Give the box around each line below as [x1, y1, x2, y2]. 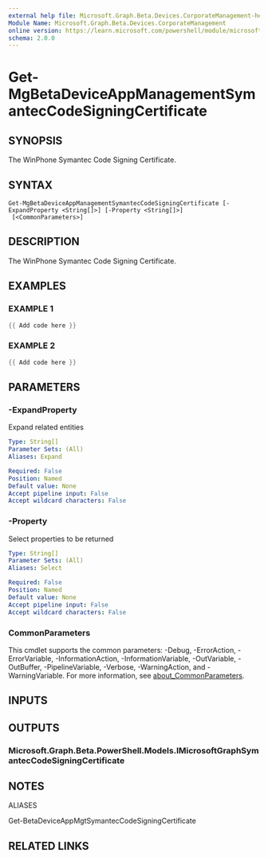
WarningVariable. [8, 670, 65, 680]
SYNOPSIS [8, 133, 63, 148]
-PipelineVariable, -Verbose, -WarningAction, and [43, 662, 206, 671]
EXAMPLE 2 [8, 340, 56, 351]
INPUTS [8, 694, 48, 707]
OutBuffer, [8, 662, 42, 671]
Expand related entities [8, 422, 84, 432]
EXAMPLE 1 [8, 303, 54, 314]
